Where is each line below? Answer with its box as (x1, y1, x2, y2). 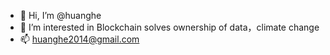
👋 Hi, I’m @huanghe (19, 10, 102, 21)
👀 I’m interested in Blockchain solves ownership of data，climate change (19, 21, 320, 33)
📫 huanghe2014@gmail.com (19, 33, 140, 45)
